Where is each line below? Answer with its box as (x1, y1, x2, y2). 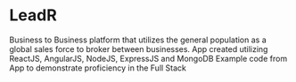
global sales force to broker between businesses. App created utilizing (9, 43, 268, 54)
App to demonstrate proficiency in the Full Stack (9, 63, 187, 73)
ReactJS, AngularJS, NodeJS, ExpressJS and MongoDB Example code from (9, 53, 288, 63)
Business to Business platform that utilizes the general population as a (9, 34, 267, 45)
